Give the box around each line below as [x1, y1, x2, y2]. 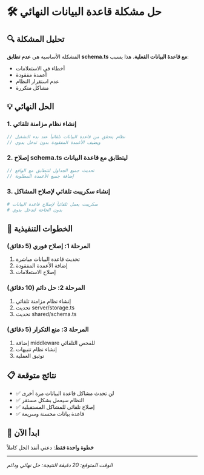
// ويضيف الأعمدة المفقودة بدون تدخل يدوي [7, 139, 101, 146]
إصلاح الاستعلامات [15, 268, 56, 276]
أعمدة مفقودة [15, 71, 47, 78]
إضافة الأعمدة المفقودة [15, 262, 68, 269]
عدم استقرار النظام [15, 78, 60, 85]
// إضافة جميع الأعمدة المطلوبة [7, 173, 74, 179]
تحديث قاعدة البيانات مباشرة [15, 255, 81, 263]
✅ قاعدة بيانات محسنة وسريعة [15, 410, 85, 417]
